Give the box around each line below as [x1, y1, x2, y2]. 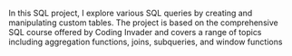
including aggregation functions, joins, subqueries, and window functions [8, 36, 283, 47]
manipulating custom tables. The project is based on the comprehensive [8, 17, 278, 28]
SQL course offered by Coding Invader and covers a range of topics [8, 27, 262, 37]
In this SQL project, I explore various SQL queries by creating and [8, 8, 253, 18]
